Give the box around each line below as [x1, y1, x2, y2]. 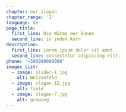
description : [6, 42, 39, 48]
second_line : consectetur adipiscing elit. [11, 53, 121, 59]
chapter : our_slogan [6, 8, 58, 15]
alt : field [17, 86, 44, 92]
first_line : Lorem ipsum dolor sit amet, [11, 47, 116, 53]
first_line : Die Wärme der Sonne [11, 31, 94, 37]
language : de [6, 20, 39, 25]
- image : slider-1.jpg [11, 69, 68, 75]
